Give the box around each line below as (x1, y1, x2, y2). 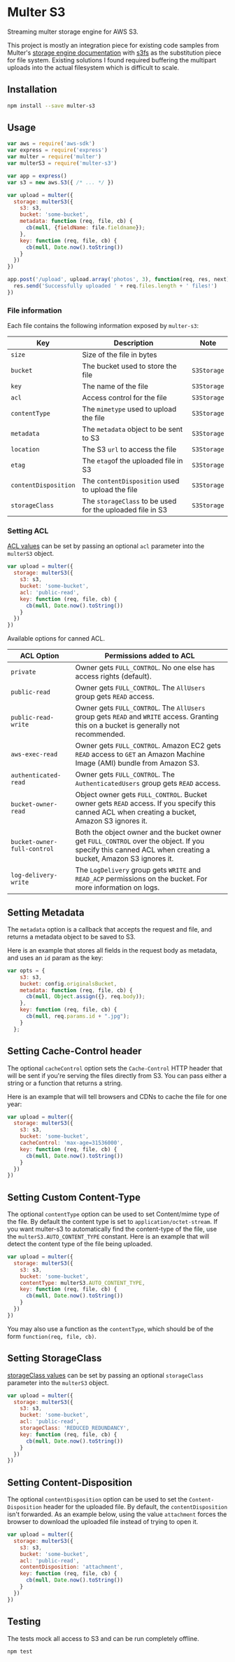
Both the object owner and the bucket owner (75, 828, 222, 838)
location (10, 446, 40, 454)
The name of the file (82, 381, 148, 391)
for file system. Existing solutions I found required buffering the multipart (7, 55, 217, 64)
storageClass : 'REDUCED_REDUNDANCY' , (20, 1424, 130, 1432)
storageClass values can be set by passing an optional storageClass (7, 1371, 204, 1380)
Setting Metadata (7, 906, 85, 918)
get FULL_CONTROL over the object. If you (75, 836, 205, 846)
